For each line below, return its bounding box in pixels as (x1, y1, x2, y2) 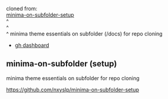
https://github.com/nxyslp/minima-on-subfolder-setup (6, 86, 140, 93)
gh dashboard (14, 41, 49, 49)
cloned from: (6, 5, 37, 12)
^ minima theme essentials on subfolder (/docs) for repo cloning (6, 30, 163, 37)
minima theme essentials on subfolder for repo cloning (6, 74, 140, 82)
